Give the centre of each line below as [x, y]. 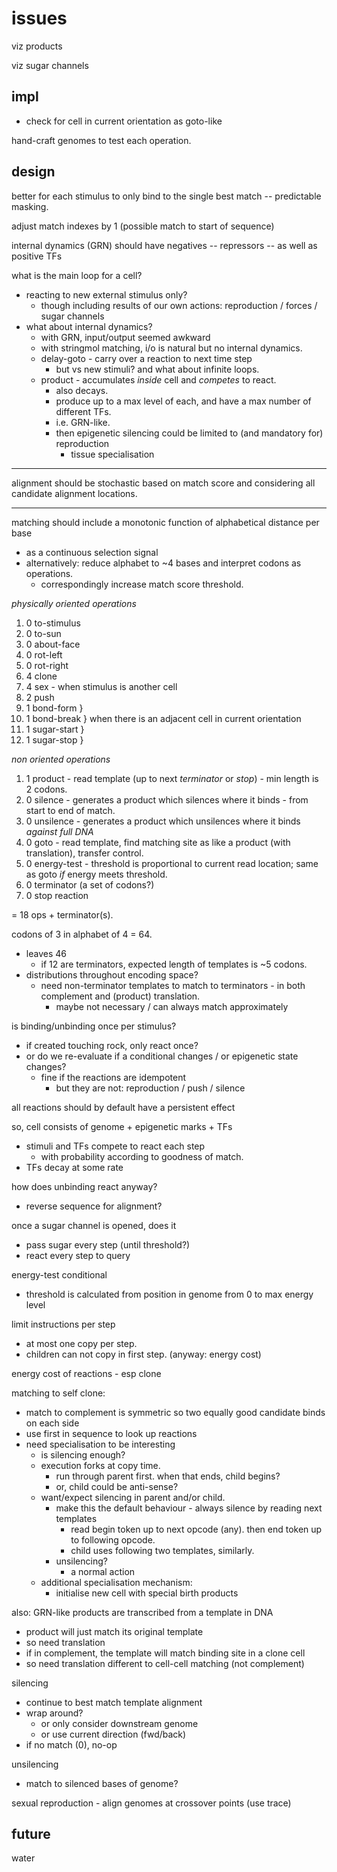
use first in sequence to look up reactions [111, 1433]
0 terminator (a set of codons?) [90, 884]
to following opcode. [113, 1539]
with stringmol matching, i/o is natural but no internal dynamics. [171, 348]
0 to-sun [43, 633]
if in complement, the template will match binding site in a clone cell [165, 1653]
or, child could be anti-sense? [117, 1486]
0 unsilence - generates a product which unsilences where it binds [163, 821]
